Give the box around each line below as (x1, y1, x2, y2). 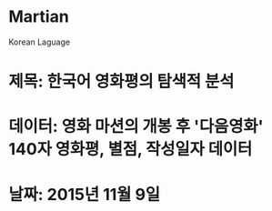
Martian (8, 6, 69, 27)
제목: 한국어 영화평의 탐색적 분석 (8, 71, 235, 92)
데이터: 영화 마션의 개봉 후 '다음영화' (8, 116, 264, 137)
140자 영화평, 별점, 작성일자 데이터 (8, 139, 253, 160)
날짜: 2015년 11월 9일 (8, 184, 161, 205)
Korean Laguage (8, 36, 70, 47)
